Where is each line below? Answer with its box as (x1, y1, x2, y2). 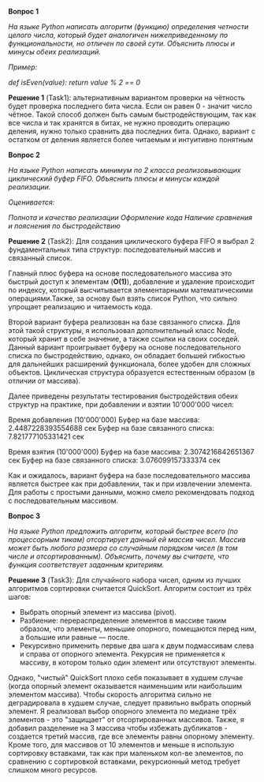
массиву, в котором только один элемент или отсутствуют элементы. (19, 658, 257, 667)
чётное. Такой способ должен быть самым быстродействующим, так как (8, 110, 257, 119)
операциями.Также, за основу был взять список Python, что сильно (8, 294, 238, 303)
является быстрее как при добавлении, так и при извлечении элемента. (8, 479, 252, 488)
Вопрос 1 (8, 7, 39, 16)
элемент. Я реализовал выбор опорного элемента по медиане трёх (8, 706, 237, 716)
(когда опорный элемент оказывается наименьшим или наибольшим (8, 682, 243, 690)
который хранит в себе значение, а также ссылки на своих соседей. (8, 335, 240, 343)
